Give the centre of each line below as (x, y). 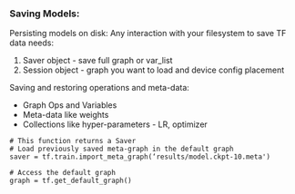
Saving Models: (45, 14)
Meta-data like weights (66, 115)
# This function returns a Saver (73, 141)
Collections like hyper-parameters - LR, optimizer (115, 124)
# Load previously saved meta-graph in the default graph (122, 149)
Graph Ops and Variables (70, 105)
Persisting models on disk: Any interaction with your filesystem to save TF (148, 34)
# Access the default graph (63, 173)
